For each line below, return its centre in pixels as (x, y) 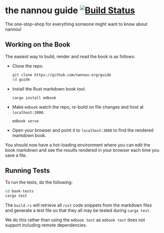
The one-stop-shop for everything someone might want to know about (76, 24)
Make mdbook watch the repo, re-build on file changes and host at (78, 107)
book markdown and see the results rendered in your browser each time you (82, 150)
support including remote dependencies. (46, 225)
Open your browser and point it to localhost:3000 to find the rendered (83, 130)
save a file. (16, 155)
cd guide (21, 79)
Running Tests (27, 171)
